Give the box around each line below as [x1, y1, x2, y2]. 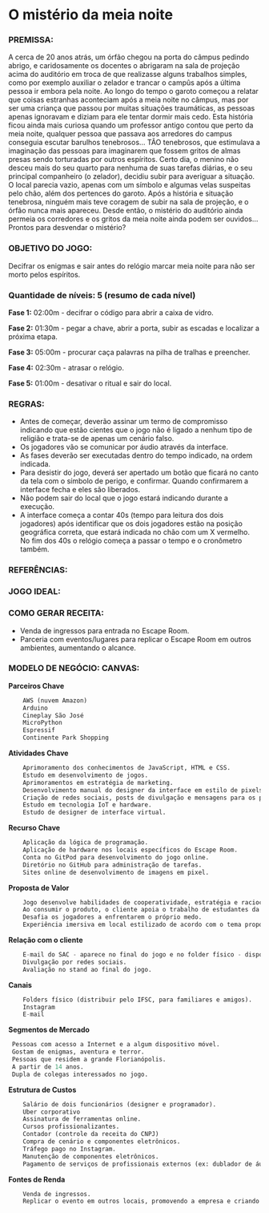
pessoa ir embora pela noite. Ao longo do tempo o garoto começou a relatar [8, 87, 259, 96]
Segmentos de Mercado [8, 1025, 90, 1035]
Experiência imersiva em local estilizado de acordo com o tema [22, 920, 242, 929]
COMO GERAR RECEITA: [8, 608, 104, 619]
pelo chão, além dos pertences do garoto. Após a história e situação [8, 188, 234, 198]
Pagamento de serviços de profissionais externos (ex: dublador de [22, 1160, 252, 1168]
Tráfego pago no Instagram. [22, 1145, 116, 1153]
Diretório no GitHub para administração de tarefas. [22, 860, 203, 869]
